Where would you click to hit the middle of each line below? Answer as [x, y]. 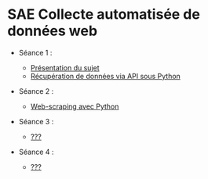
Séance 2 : [36, 91]
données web [53, 31]
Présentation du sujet [65, 67]
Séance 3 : [36, 121]
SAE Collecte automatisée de [104, 14]
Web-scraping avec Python [75, 106]
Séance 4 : [36, 152]
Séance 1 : [35, 52]
